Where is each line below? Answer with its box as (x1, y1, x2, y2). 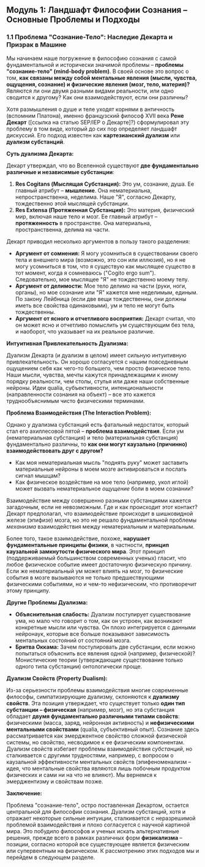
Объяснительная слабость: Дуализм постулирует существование (15, 610, 192, 618)
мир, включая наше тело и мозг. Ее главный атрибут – (15, 213, 158, 220)
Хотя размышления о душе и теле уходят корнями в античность (6, 105, 175, 113)
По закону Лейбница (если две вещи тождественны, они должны (15, 295, 187, 302)
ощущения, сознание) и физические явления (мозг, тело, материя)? (6, 80, 190, 88)
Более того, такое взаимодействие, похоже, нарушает (6, 535, 151, 542)
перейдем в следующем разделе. (6, 854, 95, 861)
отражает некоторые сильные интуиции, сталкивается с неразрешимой (6, 814, 196, 822)
